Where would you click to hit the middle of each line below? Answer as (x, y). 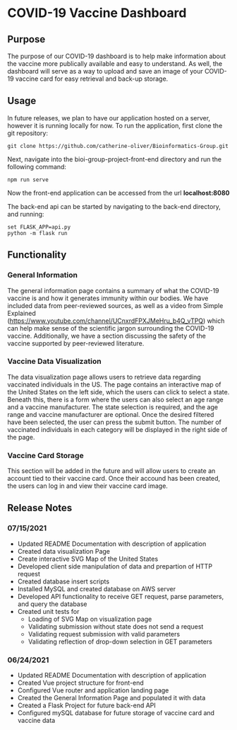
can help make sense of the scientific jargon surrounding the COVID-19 (111, 328)
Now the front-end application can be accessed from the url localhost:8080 (119, 193)
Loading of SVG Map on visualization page (90, 619)
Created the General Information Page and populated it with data (111, 698)
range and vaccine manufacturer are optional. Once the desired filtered (111, 414)
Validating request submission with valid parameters (104, 634)
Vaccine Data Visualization (54, 361)
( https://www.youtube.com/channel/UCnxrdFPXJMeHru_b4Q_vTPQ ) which (116, 321)
